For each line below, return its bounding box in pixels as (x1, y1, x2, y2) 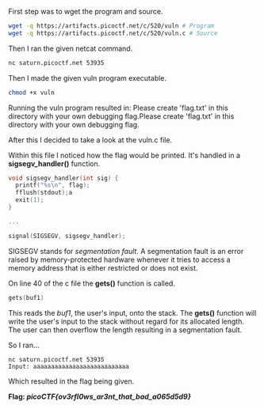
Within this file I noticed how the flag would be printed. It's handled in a (8, 150, 240, 160)
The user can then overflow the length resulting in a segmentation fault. (8, 324, 243, 335)
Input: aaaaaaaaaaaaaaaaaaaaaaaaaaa (8, 362, 129, 370)
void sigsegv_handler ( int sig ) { (8, 174, 119, 182)
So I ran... (8, 340, 40, 350)
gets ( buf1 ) (8, 293, 44, 301)
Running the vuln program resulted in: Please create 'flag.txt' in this (8, 103, 228, 112)
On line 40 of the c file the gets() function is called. (8, 278, 176, 288)
